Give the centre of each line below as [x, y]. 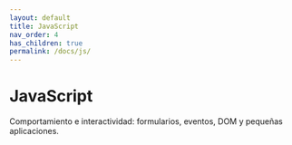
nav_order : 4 [34, 34]
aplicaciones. [34, 131]
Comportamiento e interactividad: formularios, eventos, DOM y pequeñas [146, 121]
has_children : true [46, 43]
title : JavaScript [44, 26]
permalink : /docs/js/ [50, 52]
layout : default [40, 18]
